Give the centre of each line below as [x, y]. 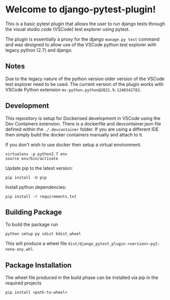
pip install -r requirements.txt [41, 197]
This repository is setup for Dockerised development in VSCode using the [83, 118]
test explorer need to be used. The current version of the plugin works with [84, 84]
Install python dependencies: [36, 187]
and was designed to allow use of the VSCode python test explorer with [81, 44]
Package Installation [38, 265]
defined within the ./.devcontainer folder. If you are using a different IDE [82, 129]
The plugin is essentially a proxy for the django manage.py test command [82, 39]
